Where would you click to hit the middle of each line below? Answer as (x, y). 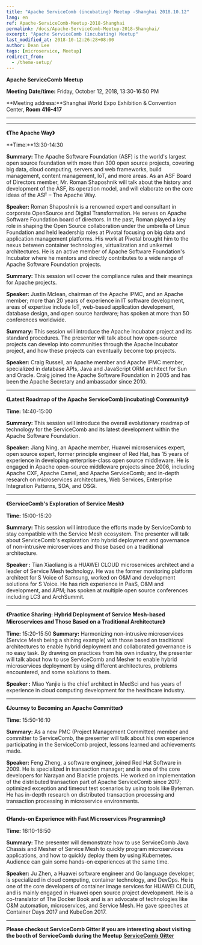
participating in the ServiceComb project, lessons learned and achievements (101, 744)
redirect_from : (25, 57)
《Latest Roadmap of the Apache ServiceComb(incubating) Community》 (97, 399)
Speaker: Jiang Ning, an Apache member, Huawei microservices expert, (96, 447)
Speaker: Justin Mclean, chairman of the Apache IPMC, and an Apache (95, 294)
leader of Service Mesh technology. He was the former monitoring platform (99, 571)
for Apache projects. (32, 282)
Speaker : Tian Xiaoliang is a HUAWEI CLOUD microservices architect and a (100, 564)
